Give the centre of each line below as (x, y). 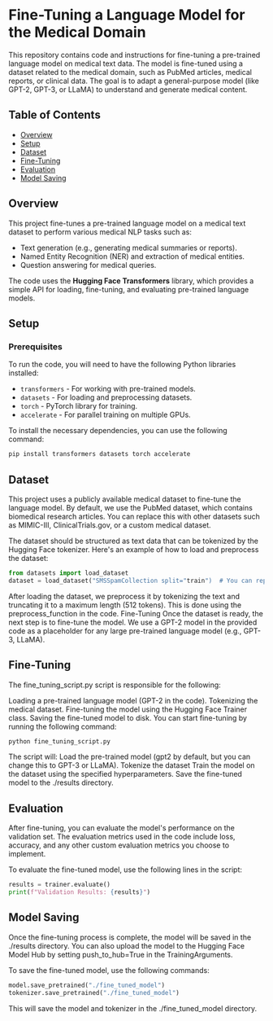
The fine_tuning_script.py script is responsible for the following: (115, 685)
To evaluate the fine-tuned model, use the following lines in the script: (125, 870)
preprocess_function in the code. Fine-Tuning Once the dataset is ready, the (136, 613)
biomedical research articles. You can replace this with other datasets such (134, 516)
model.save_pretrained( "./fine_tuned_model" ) (87, 985)
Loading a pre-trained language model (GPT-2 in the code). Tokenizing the (133, 700)
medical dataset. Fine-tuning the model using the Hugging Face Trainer (128, 709)
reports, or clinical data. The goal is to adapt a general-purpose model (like (134, 81)
